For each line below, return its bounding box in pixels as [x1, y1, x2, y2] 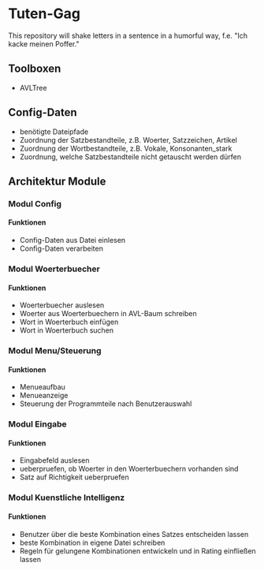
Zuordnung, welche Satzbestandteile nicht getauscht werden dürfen [19, 151, 242, 162]
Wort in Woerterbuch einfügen [19, 317, 119, 327]
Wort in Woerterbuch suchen [19, 326, 114, 335]
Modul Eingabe [8, 419, 67, 430]
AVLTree [19, 83, 47, 92]
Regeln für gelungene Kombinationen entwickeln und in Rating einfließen [19, 546, 256, 556]
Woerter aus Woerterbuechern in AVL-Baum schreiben [19, 309, 197, 319]
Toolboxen [8, 62, 61, 76]
